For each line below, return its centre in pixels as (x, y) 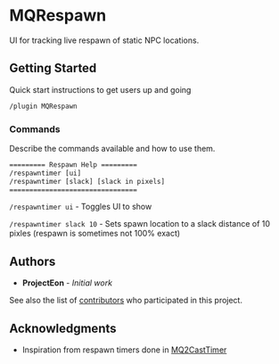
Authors (33, 261)
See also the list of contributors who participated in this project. (126, 301)
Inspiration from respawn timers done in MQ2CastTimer (124, 350)
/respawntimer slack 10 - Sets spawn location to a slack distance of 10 (139, 224)
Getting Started (53, 68)
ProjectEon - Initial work (67, 283)
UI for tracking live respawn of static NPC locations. (104, 40)
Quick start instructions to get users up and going (100, 89)
